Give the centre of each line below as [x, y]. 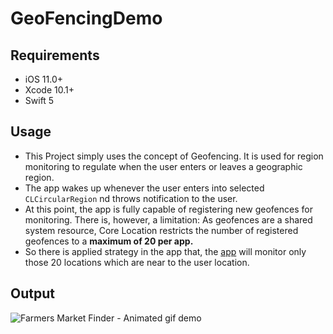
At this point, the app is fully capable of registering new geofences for [168, 209]
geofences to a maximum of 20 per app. [109, 241]
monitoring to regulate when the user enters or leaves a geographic [163, 166]
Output [32, 293]
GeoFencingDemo [86, 18]
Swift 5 [39, 100]
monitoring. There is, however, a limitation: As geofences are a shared [168, 219]
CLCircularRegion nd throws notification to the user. [131, 198]
